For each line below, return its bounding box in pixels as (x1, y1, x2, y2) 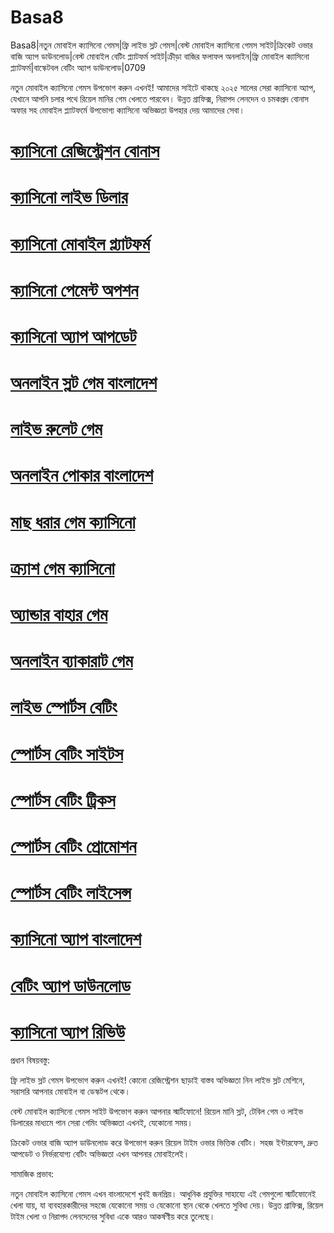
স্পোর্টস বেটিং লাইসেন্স (10, 882, 132, 905)
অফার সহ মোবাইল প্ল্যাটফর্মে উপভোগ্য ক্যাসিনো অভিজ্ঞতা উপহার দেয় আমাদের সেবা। (10, 104, 245, 116)
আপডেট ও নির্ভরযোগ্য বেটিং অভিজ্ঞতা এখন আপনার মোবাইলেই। (10, 1148, 190, 1160)
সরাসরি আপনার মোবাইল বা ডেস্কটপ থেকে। (10, 1086, 131, 1098)
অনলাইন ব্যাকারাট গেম (10, 650, 133, 673)
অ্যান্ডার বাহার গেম (10, 604, 108, 626)
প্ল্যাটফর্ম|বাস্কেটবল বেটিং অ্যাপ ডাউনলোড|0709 (10, 61, 147, 73)
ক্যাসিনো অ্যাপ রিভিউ (10, 1021, 125, 1043)
